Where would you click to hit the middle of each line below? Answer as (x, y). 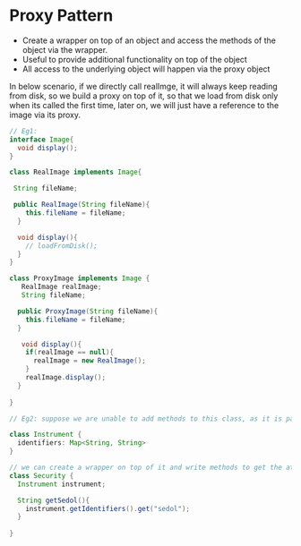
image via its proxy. (45, 115)
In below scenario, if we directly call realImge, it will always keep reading (143, 86)
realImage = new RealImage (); (89, 361)
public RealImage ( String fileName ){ (82, 205)
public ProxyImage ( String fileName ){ (88, 311)
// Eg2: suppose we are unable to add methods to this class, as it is (146, 418)
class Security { (42, 475)
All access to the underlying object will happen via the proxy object (146, 69)
